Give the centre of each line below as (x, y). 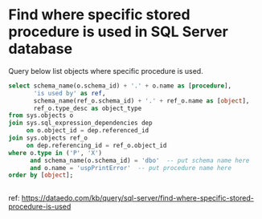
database (41, 49)
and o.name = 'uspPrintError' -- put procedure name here (130, 168)
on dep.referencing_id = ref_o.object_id (96, 145)
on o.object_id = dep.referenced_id (88, 131)
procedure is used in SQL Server (119, 32)
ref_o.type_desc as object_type (88, 108)
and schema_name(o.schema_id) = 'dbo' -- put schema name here (139, 160)
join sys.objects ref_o (48, 138)
